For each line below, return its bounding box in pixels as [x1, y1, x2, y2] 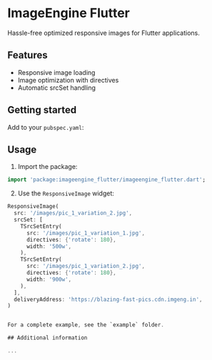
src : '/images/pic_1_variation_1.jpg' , [26, 230, 145, 237]
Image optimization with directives [17, 76, 119, 84]
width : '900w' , [26, 276, 72, 283]
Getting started [7, 104, 77, 116]
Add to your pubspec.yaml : [7, 123, 84, 131]
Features [7, 49, 48, 61]
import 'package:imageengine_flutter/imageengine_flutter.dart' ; [7, 176, 206, 183]
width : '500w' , [26, 242, 72, 250]
